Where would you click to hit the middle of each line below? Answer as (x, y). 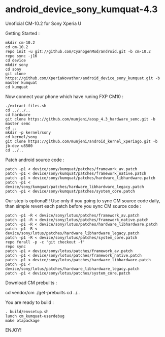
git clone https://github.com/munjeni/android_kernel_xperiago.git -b (81, 141)
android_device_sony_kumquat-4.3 (81, 9)
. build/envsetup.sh (27, 312)
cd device (16, 60)
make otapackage (22, 320)
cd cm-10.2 (17, 47)
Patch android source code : (35, 160)
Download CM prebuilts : (31, 283)
